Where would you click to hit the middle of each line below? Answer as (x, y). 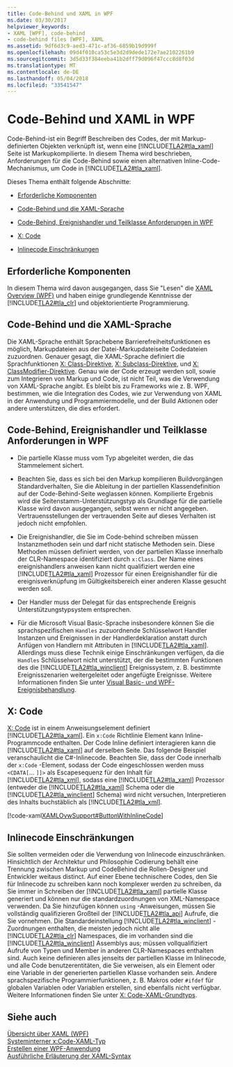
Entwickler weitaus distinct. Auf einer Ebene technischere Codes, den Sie (112, 877)
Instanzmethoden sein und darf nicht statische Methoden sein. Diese (116, 544)
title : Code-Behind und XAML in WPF (60, 14)
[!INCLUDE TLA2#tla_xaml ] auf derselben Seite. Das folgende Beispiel (107, 751)
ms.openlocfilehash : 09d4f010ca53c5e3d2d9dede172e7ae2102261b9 (101, 53)
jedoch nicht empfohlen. (52, 523)
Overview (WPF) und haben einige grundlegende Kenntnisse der (100, 295)
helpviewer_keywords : (39, 26)
